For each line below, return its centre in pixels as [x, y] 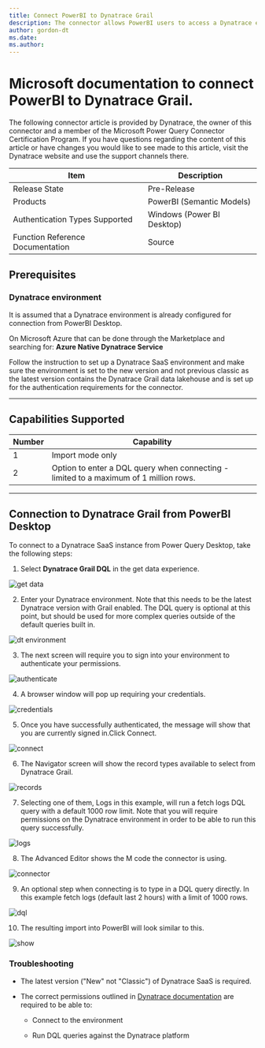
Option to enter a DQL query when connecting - [140, 468]
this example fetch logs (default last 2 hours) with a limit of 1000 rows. [134, 897]
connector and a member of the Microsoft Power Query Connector [117, 131]
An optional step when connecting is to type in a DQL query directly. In [135, 889]
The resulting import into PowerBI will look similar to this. [112, 928]
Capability [152, 441]
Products [29, 202]
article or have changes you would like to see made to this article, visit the [129, 148]
